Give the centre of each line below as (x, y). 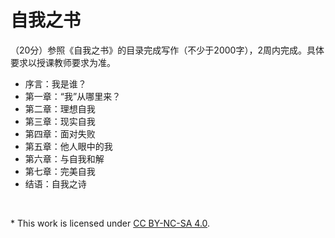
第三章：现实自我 (60, 121)
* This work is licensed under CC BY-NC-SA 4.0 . (110, 223)
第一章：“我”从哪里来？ (73, 96)
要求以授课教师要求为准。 (63, 62)
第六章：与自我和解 (64, 158)
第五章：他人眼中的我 (68, 146)
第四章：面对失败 (60, 133)
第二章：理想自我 (60, 108)
